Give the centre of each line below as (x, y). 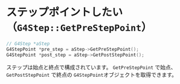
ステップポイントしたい (65, 12)
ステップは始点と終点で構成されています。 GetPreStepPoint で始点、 (91, 67)
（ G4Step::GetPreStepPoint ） (79, 27)
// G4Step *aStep (28, 43)
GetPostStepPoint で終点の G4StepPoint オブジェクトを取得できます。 (92, 74)
